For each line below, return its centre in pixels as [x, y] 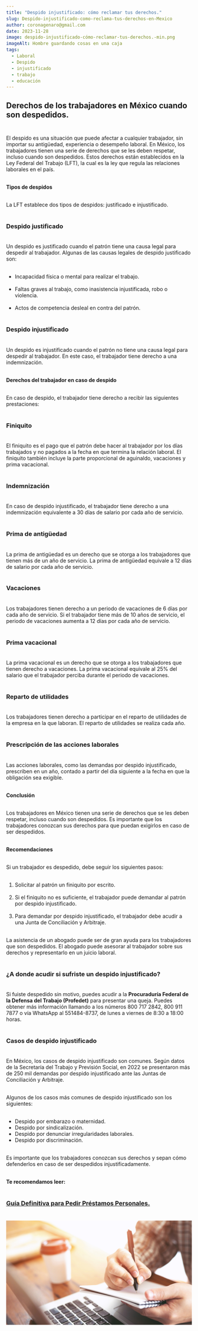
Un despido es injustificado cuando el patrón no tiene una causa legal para [97, 350]
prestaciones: [23, 404]
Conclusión [21, 795]
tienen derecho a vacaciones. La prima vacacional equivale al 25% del [92, 669]
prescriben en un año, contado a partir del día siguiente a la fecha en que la [98, 771]
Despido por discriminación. [49, 1140]
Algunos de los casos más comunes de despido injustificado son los [89, 1098]
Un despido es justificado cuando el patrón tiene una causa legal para [91, 246]
